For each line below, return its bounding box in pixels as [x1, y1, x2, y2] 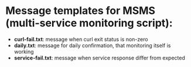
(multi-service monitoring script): [5, 16, 173, 30]
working [13, 48, 34, 55]
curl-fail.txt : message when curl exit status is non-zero [13, 36, 148, 43]
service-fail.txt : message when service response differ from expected [13, 54, 185, 61]
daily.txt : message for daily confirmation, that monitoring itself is [13, 42, 171, 49]
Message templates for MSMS [5, 4, 156, 17]
